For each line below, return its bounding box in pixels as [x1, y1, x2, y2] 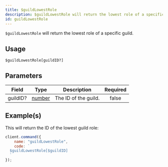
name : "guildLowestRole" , [14, 139, 68, 144]
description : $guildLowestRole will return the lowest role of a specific [5, 12, 164, 17]
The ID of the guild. [54, 95, 100, 101]
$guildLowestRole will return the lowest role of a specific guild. [5, 30, 134, 36]
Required [104, 86, 126, 93]
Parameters [5, 71, 42, 80]
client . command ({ [5, 134, 41, 140]
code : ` [14, 144, 30, 149]
